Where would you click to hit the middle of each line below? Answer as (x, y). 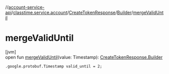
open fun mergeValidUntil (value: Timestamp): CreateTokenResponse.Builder (84, 57)
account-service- (26, 7)
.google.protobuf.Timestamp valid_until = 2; (54, 66)
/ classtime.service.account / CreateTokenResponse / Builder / (72, 12)
